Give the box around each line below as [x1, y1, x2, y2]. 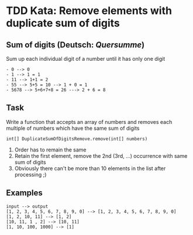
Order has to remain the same [14, 146, 87, 153]
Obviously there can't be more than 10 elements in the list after [14, 165, 166, 172]
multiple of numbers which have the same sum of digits [6, 125, 140, 132]
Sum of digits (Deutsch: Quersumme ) [6, 40, 145, 50]
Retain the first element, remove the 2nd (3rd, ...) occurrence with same [14, 152, 188, 159]
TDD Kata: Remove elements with [6, 4, 173, 18]
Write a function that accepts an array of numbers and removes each [6, 118, 173, 125]
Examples [6, 188, 43, 198]
